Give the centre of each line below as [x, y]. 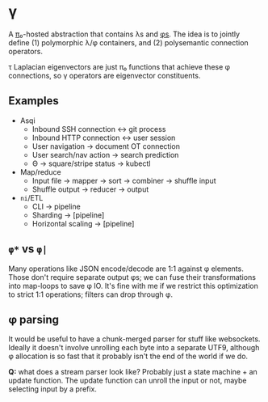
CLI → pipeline [56, 206]
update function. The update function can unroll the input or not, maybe [128, 381]
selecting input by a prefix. [52, 389]
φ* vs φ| [28, 249]
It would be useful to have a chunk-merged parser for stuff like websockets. [134, 339]
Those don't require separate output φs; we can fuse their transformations [132, 277]
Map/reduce [41, 171]
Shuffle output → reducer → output [90, 189]
